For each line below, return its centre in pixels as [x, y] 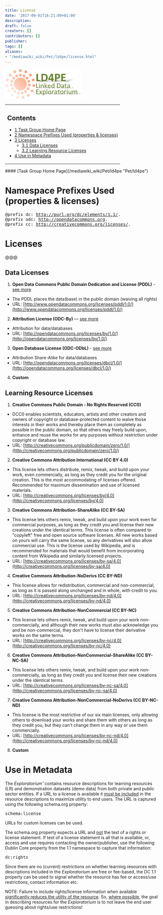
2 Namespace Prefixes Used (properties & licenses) [66, 135]
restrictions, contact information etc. [42, 882]
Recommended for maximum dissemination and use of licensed [76, 485]
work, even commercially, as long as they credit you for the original [79, 475]
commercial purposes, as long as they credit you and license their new [83, 525]
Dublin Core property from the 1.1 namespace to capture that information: [78, 848]
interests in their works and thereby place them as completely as [77, 425]
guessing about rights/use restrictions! [44, 907]
